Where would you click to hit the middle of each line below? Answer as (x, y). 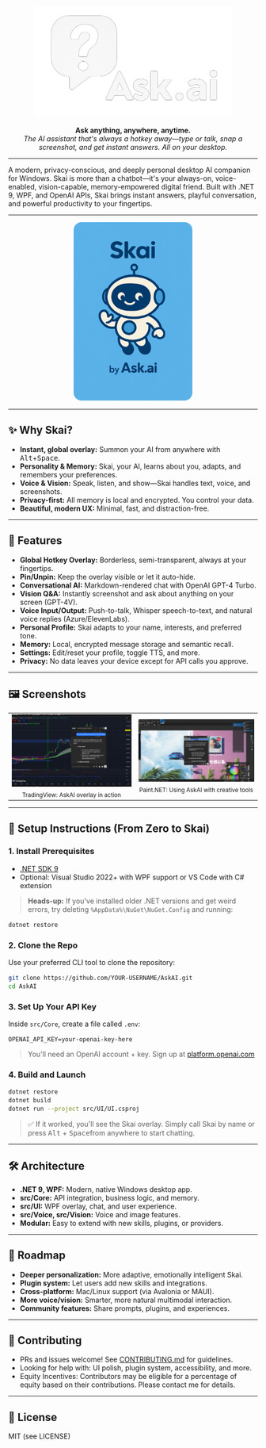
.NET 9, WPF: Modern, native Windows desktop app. (106, 1189)
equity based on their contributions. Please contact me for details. (127, 1385)
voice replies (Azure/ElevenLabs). (74, 619)
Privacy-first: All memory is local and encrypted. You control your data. (137, 500)
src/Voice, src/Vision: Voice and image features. (100, 1214)
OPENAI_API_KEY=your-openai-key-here (70, 1039)
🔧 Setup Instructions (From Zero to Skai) (109, 829)
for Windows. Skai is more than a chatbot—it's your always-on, (111, 178)
